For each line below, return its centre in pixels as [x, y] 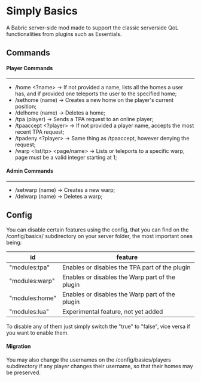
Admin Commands [30, 171]
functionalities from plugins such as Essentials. [64, 34]
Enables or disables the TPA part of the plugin [126, 267]
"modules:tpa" [29, 267]
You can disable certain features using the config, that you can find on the [98, 230]
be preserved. [23, 372]
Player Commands [30, 68]
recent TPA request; [39, 132]
